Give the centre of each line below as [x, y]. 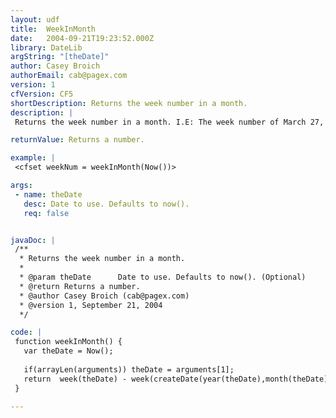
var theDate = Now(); [68, 351]
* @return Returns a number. [80, 286]
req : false [46, 213]
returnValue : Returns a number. [77, 140]
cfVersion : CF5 [42, 94]
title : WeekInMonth [53, 29]
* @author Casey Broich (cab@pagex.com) [104, 296]
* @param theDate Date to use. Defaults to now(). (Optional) [163, 277]
